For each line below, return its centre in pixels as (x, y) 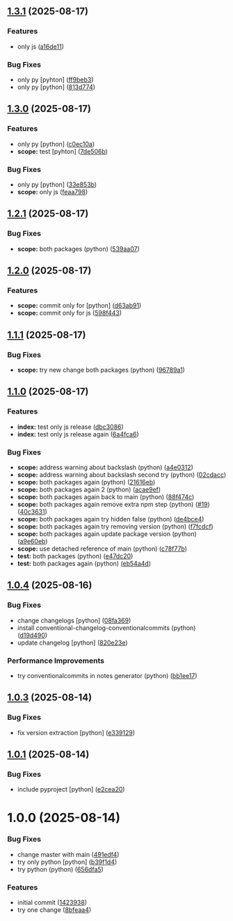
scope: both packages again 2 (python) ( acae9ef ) (89, 489)
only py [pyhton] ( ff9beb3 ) (55, 79)
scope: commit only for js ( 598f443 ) (70, 313)
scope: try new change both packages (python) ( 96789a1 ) (101, 370)
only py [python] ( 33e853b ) (57, 184)
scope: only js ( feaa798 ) (53, 191)
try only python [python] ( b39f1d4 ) (67, 862)
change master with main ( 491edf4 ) (68, 854)
